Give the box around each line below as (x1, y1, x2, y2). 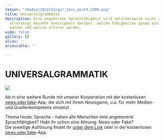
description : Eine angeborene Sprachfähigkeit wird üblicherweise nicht (5, 16, 156, 21)
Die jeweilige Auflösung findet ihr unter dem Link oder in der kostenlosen (5, 124, 152, 130)
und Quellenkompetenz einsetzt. (5, 104, 71, 110)
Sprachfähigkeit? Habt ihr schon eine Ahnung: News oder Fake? (5, 119, 134, 125)
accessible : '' (5, 43, 36, 48)
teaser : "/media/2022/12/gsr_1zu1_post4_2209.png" (5, 7, 110, 12)
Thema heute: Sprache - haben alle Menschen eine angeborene (5, 114, 134, 120)
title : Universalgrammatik (5, 12, 60, 17)
